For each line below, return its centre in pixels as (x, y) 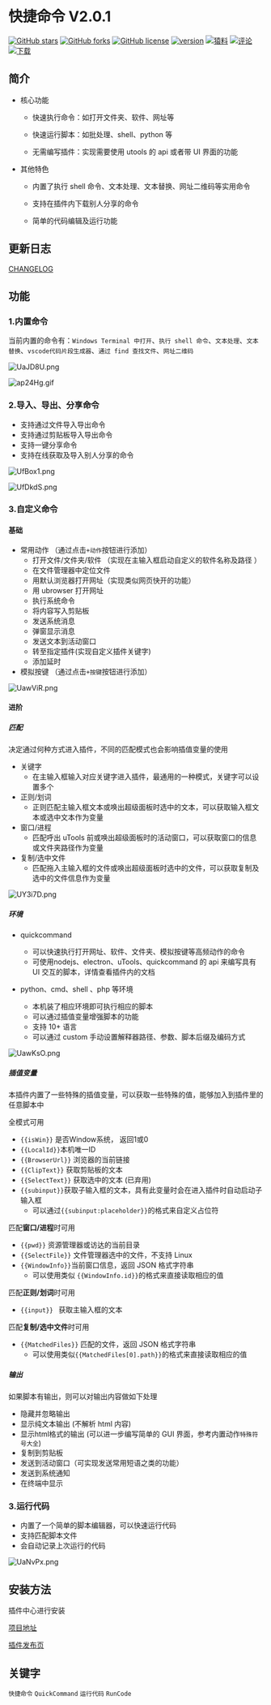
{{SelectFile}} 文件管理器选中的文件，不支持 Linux (106, 1255)
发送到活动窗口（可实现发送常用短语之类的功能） (102, 1463)
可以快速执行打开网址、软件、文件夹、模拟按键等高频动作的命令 (138, 952)
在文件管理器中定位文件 (71, 570)
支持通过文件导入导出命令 (63, 424)
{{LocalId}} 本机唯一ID (58, 1150)
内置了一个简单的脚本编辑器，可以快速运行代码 (98, 1526)
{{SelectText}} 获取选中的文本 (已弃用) (86, 1180)
